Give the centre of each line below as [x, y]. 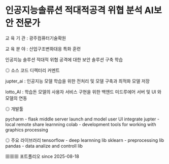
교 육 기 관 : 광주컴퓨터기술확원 [36, 38]
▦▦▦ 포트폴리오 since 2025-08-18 [42, 156]
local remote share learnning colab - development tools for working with [81, 124]
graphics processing [27, 130]
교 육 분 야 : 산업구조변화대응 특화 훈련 [43, 49]
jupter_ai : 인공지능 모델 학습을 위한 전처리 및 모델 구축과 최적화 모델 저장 [77, 81]
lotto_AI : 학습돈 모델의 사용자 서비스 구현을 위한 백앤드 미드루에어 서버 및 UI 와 [83, 92]
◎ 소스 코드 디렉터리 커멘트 [32, 70]
